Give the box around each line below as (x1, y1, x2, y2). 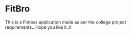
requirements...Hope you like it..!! (5, 24, 72, 30)
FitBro (5, 3, 30, 14)
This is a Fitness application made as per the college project (5, 19, 126, 25)
